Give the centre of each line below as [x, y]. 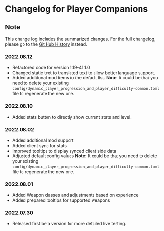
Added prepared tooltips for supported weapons [61, 200]
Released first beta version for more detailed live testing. [69, 224]
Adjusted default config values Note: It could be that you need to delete [84, 156]
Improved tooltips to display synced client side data [64, 151]
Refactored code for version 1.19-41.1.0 [51, 68]
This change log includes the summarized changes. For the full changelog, [80, 39]
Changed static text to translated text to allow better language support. [83, 73]
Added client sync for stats [39, 145]
